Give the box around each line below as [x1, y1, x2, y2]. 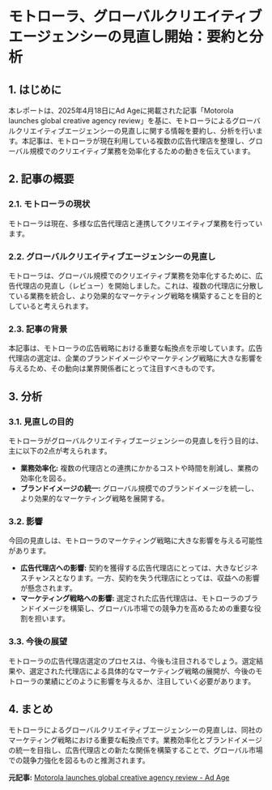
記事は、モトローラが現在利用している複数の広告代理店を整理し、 [28, 136, 249, 146]
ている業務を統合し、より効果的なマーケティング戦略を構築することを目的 [8, 291, 257, 301]
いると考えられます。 [22, 301, 93, 310]
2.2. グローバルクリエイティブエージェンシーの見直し [8, 250, 216, 262]
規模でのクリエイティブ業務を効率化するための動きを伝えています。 [29, 147, 255, 156]
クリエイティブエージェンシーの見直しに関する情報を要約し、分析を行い [15, 126, 257, 135]
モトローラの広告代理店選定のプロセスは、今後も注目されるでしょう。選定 [8, 655, 257, 665]
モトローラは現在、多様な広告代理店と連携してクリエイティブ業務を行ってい [8, 218, 263, 228]
